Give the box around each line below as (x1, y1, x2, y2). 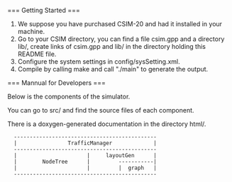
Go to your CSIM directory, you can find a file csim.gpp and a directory (17, 35, 225, 43)
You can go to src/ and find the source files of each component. (7, 106, 194, 114)
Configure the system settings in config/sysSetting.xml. (17, 57, 180, 66)
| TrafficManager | (13, 140, 158, 147)
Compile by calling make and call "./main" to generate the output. (17, 65, 209, 73)
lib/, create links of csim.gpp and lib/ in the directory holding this (17, 42, 206, 50)
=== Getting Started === (7, 6, 80, 14)
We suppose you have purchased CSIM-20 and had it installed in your (17, 20, 222, 28)
